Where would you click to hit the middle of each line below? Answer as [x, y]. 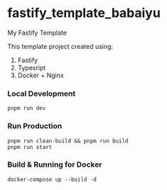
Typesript [32, 67]
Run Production [35, 126]
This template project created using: [60, 46]
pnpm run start [30, 147]
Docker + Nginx [41, 75]
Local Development [42, 94]
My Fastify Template [37, 33]
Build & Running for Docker [55, 164]
